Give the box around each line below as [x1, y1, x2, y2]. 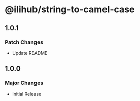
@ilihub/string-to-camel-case [5, 4, 135, 15]
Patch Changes [5, 39, 44, 46]
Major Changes [5, 79, 44, 86]
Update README [12, 50, 48, 56]
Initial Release [12, 91, 42, 97]
